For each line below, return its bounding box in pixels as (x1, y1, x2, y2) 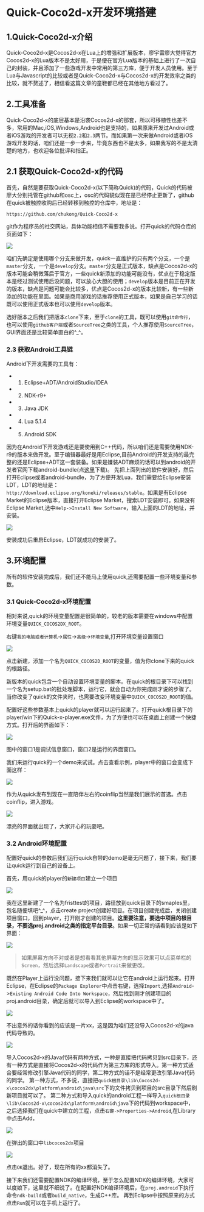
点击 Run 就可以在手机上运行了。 (6, 1199, 84, 1207)
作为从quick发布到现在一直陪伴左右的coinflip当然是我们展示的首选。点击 (6, 790, 188, 798)
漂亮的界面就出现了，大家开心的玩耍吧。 (6, 823, 107, 830)
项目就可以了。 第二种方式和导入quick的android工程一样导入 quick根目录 (11, 1092, 190, 1099)
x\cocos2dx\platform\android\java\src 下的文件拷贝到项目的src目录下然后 (6, 1084, 192, 1091)
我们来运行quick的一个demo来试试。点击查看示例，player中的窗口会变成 (6, 759, 188, 766)
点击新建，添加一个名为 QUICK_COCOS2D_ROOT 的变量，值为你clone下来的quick (6, 657, 194, 665)
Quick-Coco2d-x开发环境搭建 (6, 5, 157, 19)
